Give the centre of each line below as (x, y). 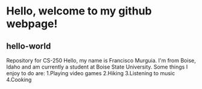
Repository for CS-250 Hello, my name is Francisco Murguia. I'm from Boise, (101, 60)
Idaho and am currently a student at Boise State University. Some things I (97, 67)
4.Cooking (19, 80)
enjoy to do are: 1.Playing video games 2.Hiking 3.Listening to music (91, 73)
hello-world (29, 46)
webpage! (32, 24)
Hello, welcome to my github (79, 11)
